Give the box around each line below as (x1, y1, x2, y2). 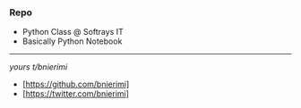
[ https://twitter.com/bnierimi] (21, 88, 130, 99)
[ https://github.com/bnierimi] (21, 79, 130, 90)
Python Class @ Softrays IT (21, 27, 124, 37)
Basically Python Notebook (21, 36, 123, 46)
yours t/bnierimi (9, 62, 68, 72)
